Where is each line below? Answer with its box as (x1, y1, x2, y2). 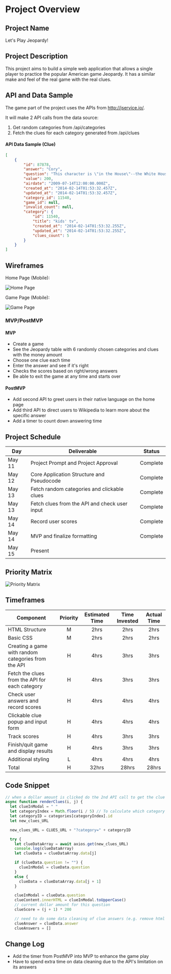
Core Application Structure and (30, 471, 105, 478)
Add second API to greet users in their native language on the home (12, 396, 155, 402)
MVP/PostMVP (5, 317, 43, 324)
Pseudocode (30, 477, 61, 484)
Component (16, 614, 46, 621)
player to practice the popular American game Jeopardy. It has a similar (5, 71, 155, 77)
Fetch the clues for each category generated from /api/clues (12, 130, 140, 136)
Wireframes (5, 261, 44, 270)
